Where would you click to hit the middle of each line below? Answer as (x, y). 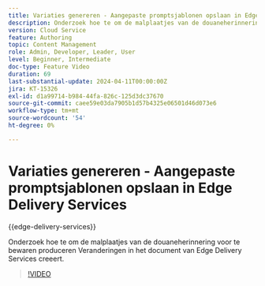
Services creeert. (36, 258)
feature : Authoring (40, 37)
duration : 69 (30, 74)
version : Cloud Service (47, 30)
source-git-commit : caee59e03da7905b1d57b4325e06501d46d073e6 (112, 103)
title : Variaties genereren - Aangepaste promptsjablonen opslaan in (125, 15)
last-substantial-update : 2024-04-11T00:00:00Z (88, 81)
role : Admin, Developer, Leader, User (72, 52)
